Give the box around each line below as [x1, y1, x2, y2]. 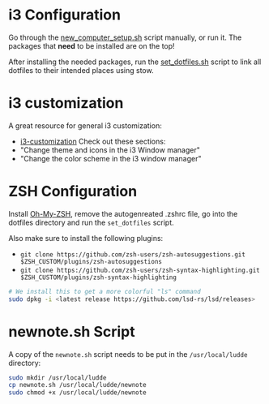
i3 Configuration [8, 6, 122, 24]
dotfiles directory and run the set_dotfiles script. [8, 217, 174, 227]
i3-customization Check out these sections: [19, 136, 166, 146]
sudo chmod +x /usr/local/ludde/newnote [8, 389, 147, 397]
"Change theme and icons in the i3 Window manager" [19, 144, 200, 155]
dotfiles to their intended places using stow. [8, 65, 154, 75]
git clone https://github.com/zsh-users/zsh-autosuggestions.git [19, 250, 246, 259]
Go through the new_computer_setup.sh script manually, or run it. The [8, 32, 242, 42]
